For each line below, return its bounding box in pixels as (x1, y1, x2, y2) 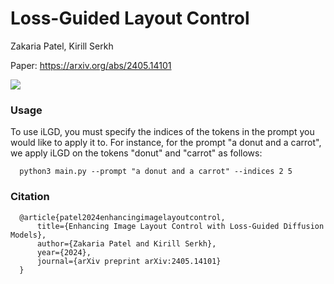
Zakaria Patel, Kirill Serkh (10, 40, 114, 52)
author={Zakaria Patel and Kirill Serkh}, (36, 238, 217, 249)
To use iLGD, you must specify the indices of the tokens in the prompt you (10, 126, 315, 138)
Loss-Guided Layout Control (10, 7, 250, 30)
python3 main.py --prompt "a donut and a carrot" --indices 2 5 (19, 167, 293, 177)
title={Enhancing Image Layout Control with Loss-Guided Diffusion (36, 221, 325, 231)
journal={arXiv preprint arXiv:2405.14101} (36, 256, 222, 266)
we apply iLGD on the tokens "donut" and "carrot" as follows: (10, 147, 263, 159)
